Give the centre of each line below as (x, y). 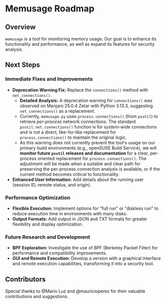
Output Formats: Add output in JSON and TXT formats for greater (80, 219)
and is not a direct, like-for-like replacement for (68, 132)
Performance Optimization (38, 197)
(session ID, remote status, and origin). (52, 184)
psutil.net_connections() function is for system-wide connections (88, 126)
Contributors (26, 279)
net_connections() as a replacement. (57, 111)
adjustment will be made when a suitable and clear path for (80, 164)
